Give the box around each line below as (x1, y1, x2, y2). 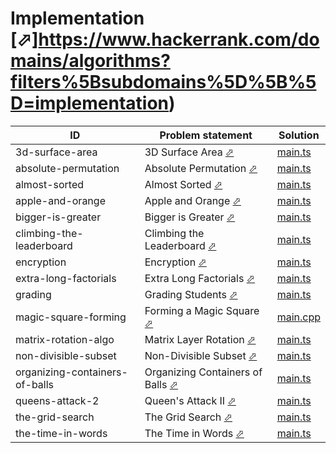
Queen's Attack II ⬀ (144, 393, 237, 407)
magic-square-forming (15, 310, 127, 324)
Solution (278, 128, 320, 142)
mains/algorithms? (10, 50, 171, 72)
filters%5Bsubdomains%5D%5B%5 (10, 71, 317, 94)
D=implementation (10, 92, 170, 115)
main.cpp (276, 310, 321, 324)
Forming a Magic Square (144, 303, 260, 317)
